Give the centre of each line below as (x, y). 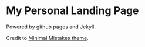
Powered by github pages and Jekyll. (51, 27)
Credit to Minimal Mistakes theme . (48, 38)
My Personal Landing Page (72, 11)
